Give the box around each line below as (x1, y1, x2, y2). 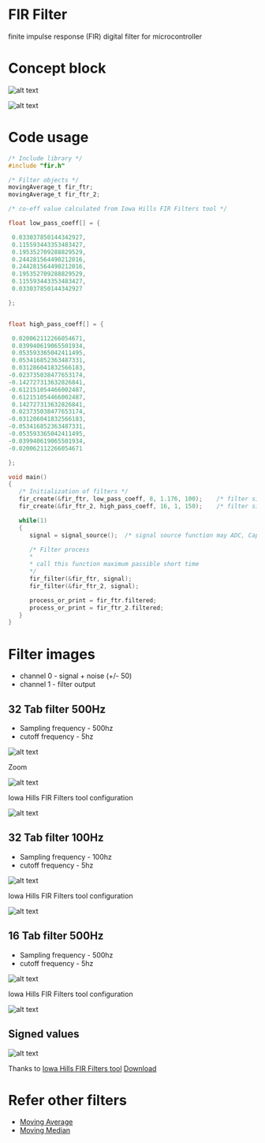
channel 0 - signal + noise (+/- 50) (19, 671, 132, 680)
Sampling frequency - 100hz (19, 852, 112, 861)
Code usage (8, 129, 89, 147)
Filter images (8, 645, 96, 663)
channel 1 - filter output (19, 680, 96, 689)
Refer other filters (8, 1091, 128, 1109)
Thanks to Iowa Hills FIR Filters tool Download (8, 1063, 157, 1073)
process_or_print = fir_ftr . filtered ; (28, 596, 157, 605)
